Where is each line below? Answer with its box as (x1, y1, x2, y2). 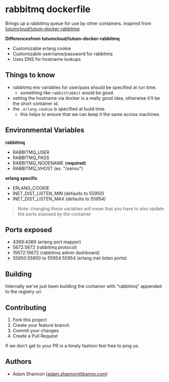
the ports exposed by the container (17, 211, 91, 217)
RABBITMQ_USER (12, 149, 50, 155)
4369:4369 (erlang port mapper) (12, 239, 81, 245)
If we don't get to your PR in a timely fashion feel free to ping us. (5, 343, 140, 349)
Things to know (5, 71, 55, 80)
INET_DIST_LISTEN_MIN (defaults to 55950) (12, 190, 105, 196)
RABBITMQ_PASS (12, 155, 50, 161)
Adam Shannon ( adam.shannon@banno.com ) (12, 371, 108, 377)
